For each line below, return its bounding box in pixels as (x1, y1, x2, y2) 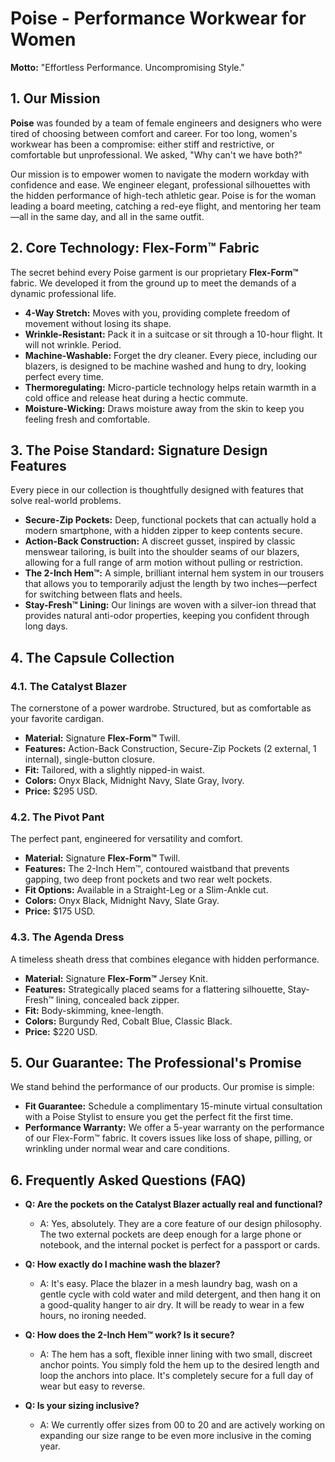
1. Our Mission (10, 90, 101, 107)
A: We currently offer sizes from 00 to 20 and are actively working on (39, 1419, 326, 1431)
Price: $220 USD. (24, 1025, 98, 1037)
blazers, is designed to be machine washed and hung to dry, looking (24, 360, 307, 372)
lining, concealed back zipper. (56, 993, 180, 1006)
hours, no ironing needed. (39, 1310, 147, 1322)
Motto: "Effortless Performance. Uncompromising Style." (10, 61, 245, 73)
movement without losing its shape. (24, 317, 172, 329)
